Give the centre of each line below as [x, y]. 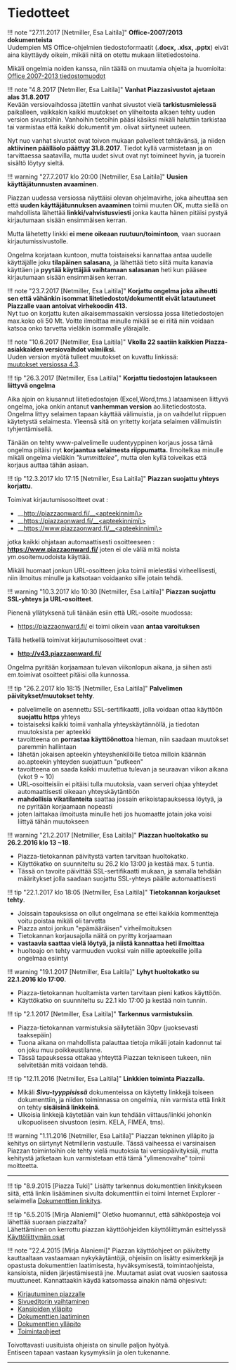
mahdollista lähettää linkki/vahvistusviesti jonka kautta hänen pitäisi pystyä [118, 212]
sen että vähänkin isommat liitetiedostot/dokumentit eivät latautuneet [112, 298]
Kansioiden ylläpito [45, 1309]
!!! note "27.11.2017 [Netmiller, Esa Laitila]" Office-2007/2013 [95, 32]
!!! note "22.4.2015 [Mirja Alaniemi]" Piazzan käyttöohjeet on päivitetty [109, 1250]
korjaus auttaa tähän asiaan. [48, 465]
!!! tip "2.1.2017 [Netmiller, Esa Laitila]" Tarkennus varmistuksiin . [101, 1013]
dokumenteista [30, 39]
